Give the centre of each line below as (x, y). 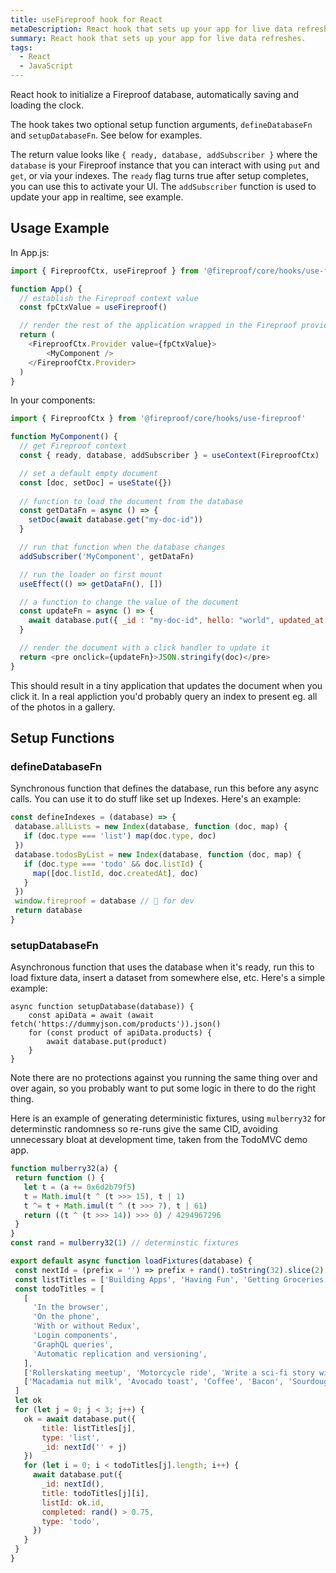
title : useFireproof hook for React (86, 19)
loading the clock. (47, 105)
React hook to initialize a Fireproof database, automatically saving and (154, 94)
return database (48, 911)
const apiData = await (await (91, 1016)
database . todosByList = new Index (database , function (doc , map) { (158, 854)
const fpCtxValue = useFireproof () (93, 307)
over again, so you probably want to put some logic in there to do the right (163, 1088)
